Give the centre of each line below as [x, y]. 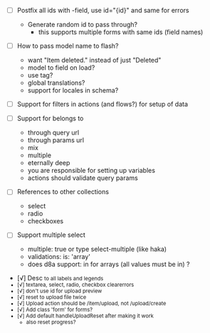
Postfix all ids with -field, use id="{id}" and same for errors [103, 10]
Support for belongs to [50, 118]
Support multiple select [51, 235]
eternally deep [49, 163]
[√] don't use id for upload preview [59, 291]
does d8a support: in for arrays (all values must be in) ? [109, 264]
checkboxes [46, 221]
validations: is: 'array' [59, 257]
